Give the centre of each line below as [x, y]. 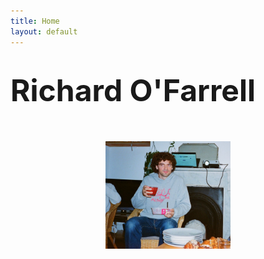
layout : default [44, 31]
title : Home [35, 21]
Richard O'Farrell [133, 90]
